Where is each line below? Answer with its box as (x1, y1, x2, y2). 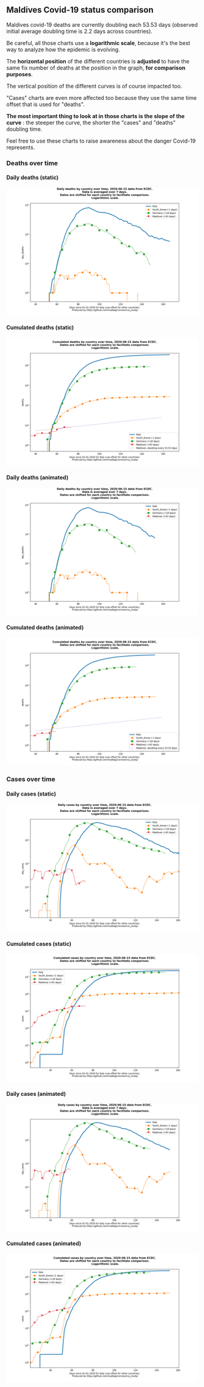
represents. (6, 143, 35, 151)
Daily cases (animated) (6, 1090, 66, 1097)
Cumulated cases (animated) (6, 1240, 82, 1248)
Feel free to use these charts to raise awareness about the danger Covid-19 (6, 137, 196, 144)
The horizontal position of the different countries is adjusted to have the (6, 57, 190, 65)
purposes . (6, 70, 33, 78)
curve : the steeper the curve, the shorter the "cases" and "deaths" (6, 119, 176, 126)
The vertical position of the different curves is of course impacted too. (6, 82, 183, 90)
